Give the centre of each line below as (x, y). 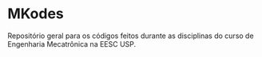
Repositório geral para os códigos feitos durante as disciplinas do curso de (131, 36)
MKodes (36, 14)
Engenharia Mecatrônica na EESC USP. (72, 44)
